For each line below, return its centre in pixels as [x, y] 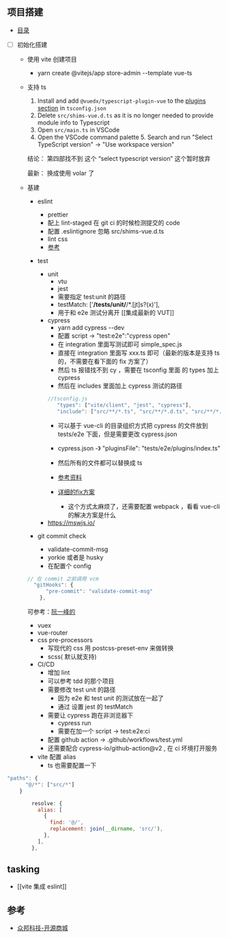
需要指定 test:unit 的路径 [92, 296]
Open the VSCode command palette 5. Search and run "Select [125, 137]
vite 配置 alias [57, 757]
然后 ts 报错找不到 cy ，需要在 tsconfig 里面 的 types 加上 [139, 370]
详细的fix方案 [76, 492]
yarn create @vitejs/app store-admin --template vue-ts [115, 73]
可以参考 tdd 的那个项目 [81, 681]
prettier [58, 214]
